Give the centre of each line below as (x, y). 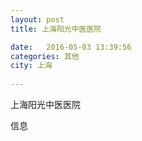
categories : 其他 (45, 56)
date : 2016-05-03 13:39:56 (71, 47)
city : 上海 (31, 66)
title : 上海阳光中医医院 (56, 29)
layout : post (37, 19)
